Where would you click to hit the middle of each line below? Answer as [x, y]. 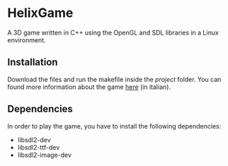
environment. [27, 40]
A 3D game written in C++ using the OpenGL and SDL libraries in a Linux [113, 32]
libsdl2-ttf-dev [39, 147]
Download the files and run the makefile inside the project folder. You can [114, 79]
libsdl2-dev [34, 140]
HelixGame [40, 13]
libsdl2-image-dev [45, 155]
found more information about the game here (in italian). [89, 87]
